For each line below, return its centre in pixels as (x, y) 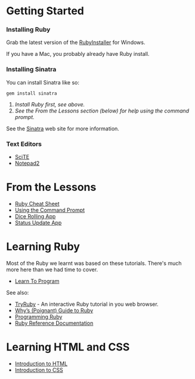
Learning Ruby (43, 247)
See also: (18, 292)
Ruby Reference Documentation (54, 323)
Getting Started (45, 11)
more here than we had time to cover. (52, 270)
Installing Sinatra (31, 70)
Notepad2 (27, 163)
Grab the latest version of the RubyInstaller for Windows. (76, 42)
